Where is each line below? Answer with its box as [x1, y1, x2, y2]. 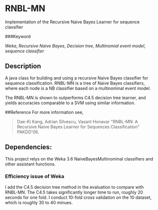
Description [5, 62, 41, 70]
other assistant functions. [5, 161, 56, 167]
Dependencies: [5, 143, 52, 151]
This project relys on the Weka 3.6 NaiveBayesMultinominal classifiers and [5, 156, 154, 162]
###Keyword [5, 33, 31, 39]
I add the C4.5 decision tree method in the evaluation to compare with [5, 184, 144, 190]
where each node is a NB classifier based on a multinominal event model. [5, 85, 151, 91]
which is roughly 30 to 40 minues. [5, 199, 73, 205]
